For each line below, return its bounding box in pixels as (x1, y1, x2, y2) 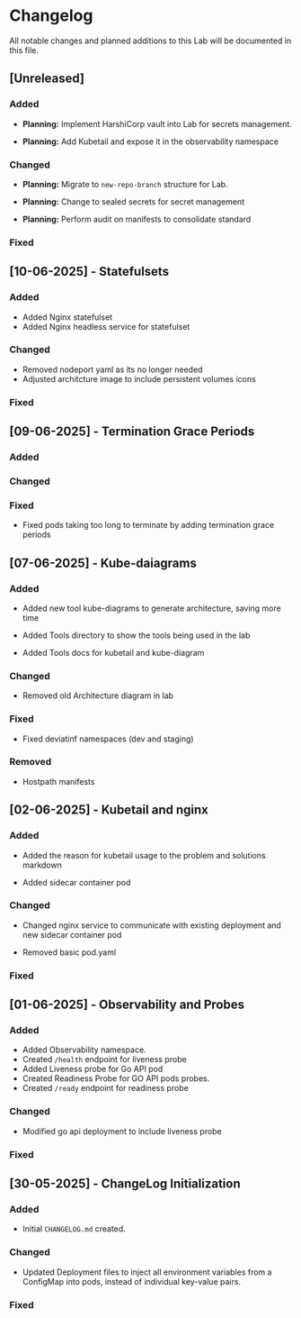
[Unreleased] (9, 71, 85, 86)
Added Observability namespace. (22, 1044, 146, 1055)
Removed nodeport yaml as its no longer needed (22, 364, 203, 375)
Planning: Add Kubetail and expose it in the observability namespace (22, 136, 279, 147)
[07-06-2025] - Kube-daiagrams (9, 555, 198, 570)
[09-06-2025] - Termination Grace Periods (9, 424, 255, 440)
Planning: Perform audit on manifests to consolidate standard (22, 214, 252, 224)
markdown (22, 859, 63, 870)
